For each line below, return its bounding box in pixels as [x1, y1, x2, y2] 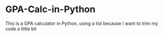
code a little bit [5, 25, 37, 31]
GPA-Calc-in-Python [5, 4, 96, 15]
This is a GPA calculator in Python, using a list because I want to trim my [5, 20, 158, 26]
